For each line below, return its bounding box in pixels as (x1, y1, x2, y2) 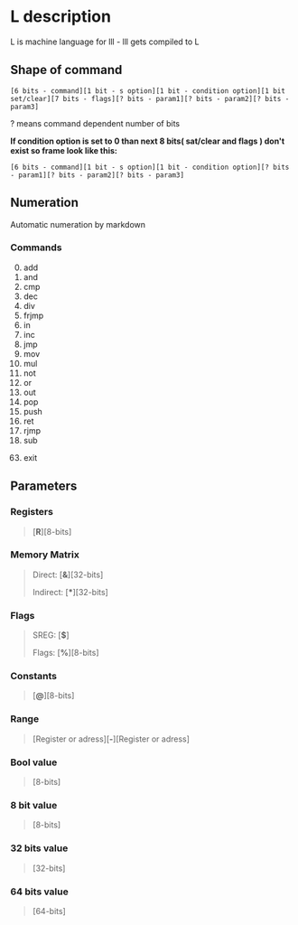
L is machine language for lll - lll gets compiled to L (10, 36, 200, 47)
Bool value (10, 756, 58, 769)
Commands (10, 241, 62, 254)
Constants (10, 670, 58, 683)
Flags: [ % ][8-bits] (32, 648, 99, 659)
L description (10, 6, 112, 27)
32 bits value (10, 842, 69, 855)
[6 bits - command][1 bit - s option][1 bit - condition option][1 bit (10, 86, 285, 96)
